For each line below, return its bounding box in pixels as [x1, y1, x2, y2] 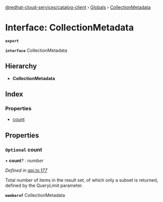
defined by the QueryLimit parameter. [5, 182, 83, 188]
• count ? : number [5, 158, 44, 164]
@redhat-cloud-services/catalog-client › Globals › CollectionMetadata [5, 5, 151, 10]
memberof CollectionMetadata [5, 192, 65, 198]
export [5, 38, 19, 43]
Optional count [5, 146, 42, 153]
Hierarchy [5, 62, 37, 71]
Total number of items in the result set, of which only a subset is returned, [5, 177, 158, 183]
